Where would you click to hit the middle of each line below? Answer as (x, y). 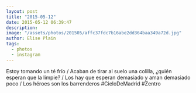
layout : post (22, 11)
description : (22, 28)
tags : (13, 44)
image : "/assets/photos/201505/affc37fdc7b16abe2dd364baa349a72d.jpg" (94, 33)
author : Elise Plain (31, 38)
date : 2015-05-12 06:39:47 (39, 22)
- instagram (26, 55)
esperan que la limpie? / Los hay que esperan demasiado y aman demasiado (98, 77)
